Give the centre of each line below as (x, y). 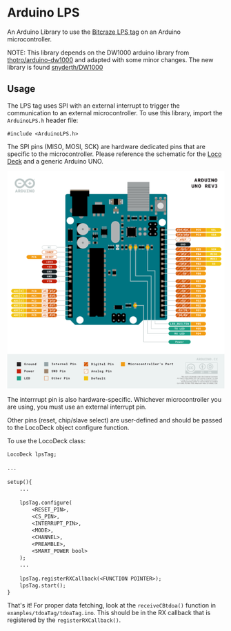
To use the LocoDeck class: (47, 441)
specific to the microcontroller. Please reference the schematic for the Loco (114, 154)
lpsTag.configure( (46, 503)
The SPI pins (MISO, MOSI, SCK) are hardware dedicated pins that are (106, 146)
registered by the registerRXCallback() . (64, 620)
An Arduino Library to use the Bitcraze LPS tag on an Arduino (94, 32)
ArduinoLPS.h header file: (43, 120)
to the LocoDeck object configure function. (68, 428)
